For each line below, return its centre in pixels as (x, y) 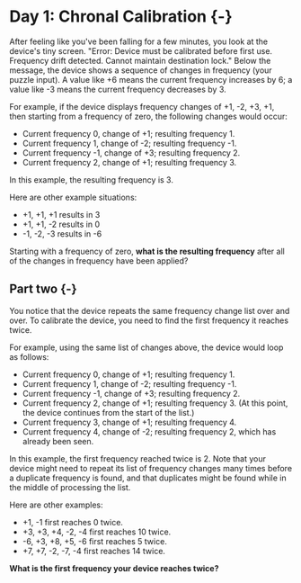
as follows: (29, 356)
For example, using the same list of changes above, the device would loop (146, 347)
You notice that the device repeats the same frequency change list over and (150, 310)
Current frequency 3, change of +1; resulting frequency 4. (129, 422)
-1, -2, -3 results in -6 (62, 233)
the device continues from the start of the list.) (108, 412)
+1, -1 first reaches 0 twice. (73, 522)
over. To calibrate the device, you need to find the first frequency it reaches (149, 320)
